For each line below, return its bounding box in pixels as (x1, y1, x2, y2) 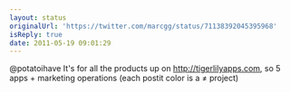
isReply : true (9, 30, 63, 39)
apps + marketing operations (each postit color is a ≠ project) (9, 73, 239, 84)
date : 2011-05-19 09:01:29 (9, 38, 111, 48)
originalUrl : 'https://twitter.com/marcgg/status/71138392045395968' (9, 22, 278, 31)
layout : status (9, 13, 67, 23)
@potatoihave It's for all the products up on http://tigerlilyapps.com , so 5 (9, 63, 281, 74)
